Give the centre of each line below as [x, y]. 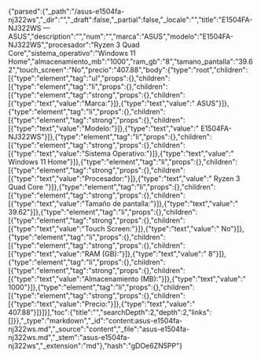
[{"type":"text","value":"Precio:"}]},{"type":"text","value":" [102, 304]
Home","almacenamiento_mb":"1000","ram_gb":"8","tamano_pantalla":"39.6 [130, 61]
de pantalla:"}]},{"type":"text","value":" [175, 203]
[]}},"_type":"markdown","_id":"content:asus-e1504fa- [96, 321]
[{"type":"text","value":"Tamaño [60, 203]
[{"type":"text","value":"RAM [54, 254]
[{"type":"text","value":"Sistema [60, 153]
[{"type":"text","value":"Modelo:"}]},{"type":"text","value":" [103, 128]
